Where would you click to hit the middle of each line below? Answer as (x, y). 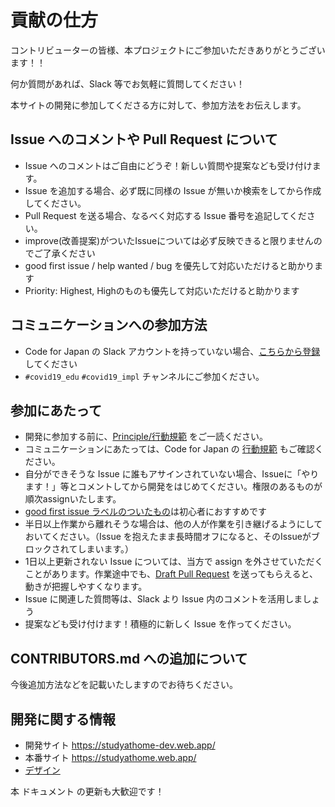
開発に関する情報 (63, 719)
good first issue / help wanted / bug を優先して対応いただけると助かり (169, 265)
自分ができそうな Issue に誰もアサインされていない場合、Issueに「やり (172, 474)
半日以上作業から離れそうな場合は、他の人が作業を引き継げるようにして (173, 524)
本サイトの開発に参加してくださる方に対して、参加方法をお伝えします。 (158, 105)
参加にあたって (56, 410)
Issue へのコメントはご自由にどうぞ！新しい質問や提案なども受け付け (168, 165)
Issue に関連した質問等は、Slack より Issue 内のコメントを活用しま (163, 599)
